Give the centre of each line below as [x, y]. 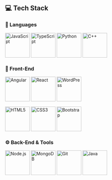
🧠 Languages [21, 25]
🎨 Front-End [20, 69]
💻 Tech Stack [27, 8]
